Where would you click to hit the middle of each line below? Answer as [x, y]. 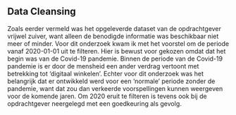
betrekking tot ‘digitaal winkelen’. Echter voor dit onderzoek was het [106, 73]
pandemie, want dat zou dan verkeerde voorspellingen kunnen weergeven [115, 88]
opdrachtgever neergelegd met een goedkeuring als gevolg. [94, 103]
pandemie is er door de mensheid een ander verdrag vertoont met [103, 66]
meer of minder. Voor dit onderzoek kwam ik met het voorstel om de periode [118, 43]
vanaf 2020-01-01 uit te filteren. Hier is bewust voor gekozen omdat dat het [117, 51]
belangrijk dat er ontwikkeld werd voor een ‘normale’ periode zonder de [111, 81]
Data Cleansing [42, 12]
